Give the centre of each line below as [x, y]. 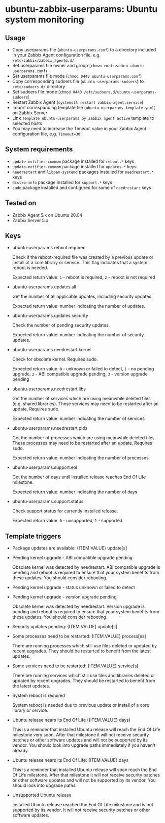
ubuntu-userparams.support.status [48, 502]
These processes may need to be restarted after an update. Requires [82, 443]
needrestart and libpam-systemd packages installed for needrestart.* [83, 172]
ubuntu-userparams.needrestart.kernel [52, 350]
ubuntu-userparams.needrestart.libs [49, 389]
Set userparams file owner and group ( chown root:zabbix [70, 66]
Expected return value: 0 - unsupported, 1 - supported [67, 521]
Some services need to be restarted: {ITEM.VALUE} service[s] [75, 666]
